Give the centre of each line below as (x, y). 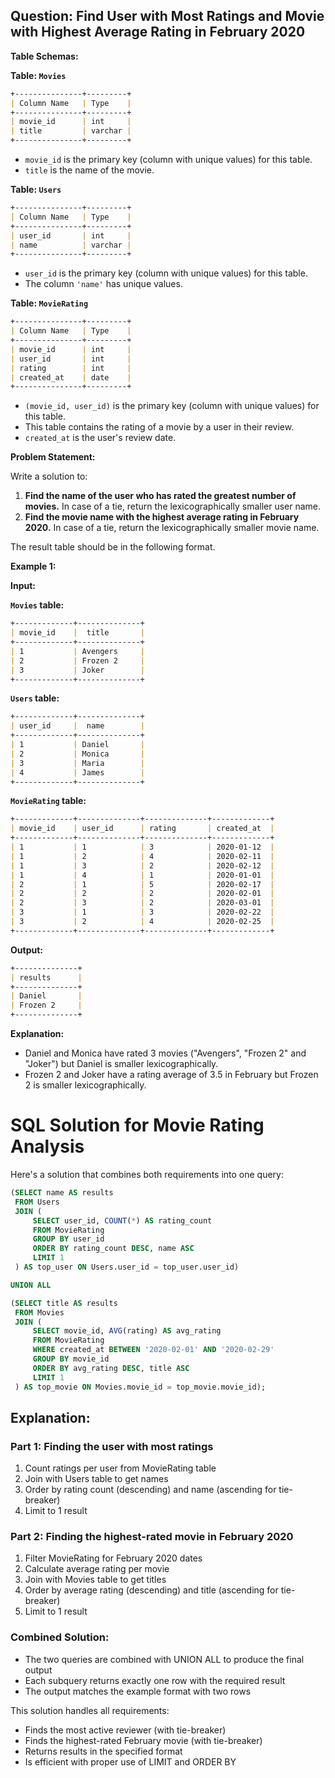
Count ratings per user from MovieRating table (120, 1468)
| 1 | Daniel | (77, 745)
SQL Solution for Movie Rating (137, 1125)
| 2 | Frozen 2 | (77, 660)
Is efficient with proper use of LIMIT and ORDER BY (130, 1761)
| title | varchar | (71, 131)
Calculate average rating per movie (97, 1569)
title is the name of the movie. (89, 170)
